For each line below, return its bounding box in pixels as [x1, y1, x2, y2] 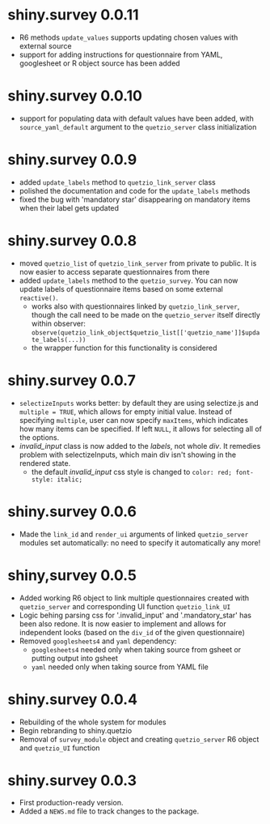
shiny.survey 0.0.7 [7, 371, 137, 390]
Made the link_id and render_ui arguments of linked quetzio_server [19, 529, 249, 539]
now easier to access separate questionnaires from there [19, 267, 210, 276]
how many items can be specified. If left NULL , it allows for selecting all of [19, 424, 263, 433]
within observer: [31, 318, 86, 328]
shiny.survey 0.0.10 [7, 87, 143, 105]
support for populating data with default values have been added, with [19, 113, 254, 123]
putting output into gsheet [31, 653, 119, 663]
